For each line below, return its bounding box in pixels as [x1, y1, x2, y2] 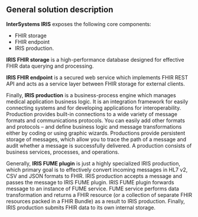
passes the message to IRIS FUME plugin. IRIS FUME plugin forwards [6, 178, 174, 186]
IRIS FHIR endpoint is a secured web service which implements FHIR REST [6, 74, 189, 81]
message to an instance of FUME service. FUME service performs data [6, 185, 179, 192]
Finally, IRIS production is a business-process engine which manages [6, 91, 176, 98]
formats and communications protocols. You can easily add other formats [6, 117, 185, 124]
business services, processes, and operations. [6, 148, 120, 155]
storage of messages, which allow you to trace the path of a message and [6, 136, 187, 143]
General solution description [6, 5, 113, 15]
